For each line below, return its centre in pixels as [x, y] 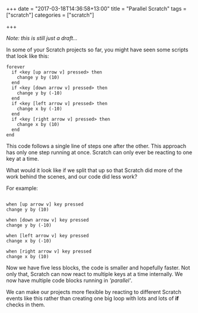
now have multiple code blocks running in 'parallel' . [69, 280]
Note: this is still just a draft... [42, 38]
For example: [22, 188]
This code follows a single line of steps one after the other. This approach [96, 146]
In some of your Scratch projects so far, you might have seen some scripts [97, 50]
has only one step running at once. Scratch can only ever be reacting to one [99, 152]
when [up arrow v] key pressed [45, 204]
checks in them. [26, 305]
